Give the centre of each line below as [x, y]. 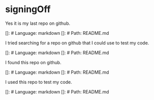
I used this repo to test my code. [39, 82]
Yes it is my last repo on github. [38, 23]
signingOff [28, 9]
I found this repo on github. [33, 62]
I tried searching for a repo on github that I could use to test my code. [77, 43]
